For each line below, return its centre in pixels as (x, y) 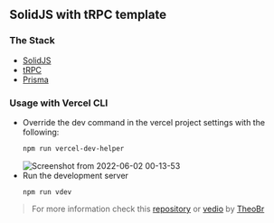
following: (41, 132)
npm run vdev (47, 192)
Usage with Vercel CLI (59, 103)
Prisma (36, 79)
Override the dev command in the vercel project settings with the (143, 122)
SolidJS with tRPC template (88, 15)
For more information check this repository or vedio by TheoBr (148, 209)
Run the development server (76, 175)
